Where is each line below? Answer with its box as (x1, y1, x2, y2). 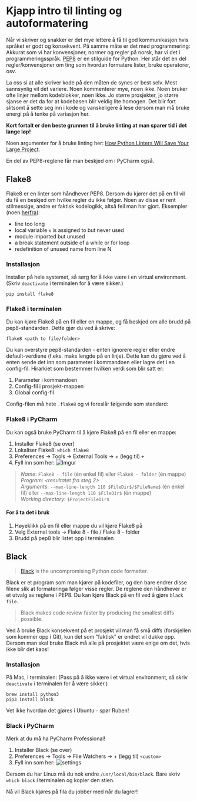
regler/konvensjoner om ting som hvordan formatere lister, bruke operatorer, (6, 61, 191, 68)
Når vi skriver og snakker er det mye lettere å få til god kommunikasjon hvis (6, 36, 189, 43)
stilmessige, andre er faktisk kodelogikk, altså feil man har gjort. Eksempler (6, 202, 188, 210)
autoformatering (6, 17, 88, 30)
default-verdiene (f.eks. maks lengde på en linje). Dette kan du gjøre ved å (6, 352, 186, 359)
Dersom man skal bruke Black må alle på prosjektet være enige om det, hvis (6, 639, 190, 646)
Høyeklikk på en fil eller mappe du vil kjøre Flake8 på (14, 522, 143, 529)
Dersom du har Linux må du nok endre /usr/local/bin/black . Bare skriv (6, 770, 181, 777)
